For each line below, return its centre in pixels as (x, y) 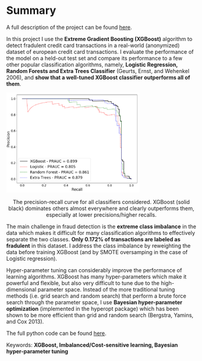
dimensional (21, 289)
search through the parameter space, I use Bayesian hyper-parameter (94, 302)
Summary (31, 11)
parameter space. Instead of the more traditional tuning (106, 289)
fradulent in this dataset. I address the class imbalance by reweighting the (99, 246)
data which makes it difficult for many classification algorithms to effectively (101, 232)
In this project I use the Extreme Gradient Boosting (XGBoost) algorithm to (99, 39)
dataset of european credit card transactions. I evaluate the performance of (100, 51)
